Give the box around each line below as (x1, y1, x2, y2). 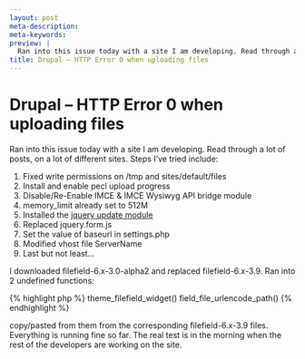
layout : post (9, 13, 59, 23)
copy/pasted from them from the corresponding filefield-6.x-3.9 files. (9, 319, 269, 331)
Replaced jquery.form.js (22, 218, 113, 229)
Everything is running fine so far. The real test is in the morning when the (9, 329, 282, 340)
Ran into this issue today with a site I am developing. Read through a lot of (9, 143, 286, 154)
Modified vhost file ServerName (22, 238, 143, 249)
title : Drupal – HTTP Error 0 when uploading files (9, 55, 209, 64)
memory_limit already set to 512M (22, 199, 148, 210)
